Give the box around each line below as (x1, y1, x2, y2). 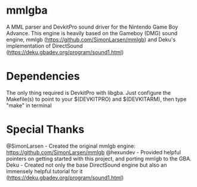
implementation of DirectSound (6, 42, 83, 49)
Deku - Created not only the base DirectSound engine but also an (6, 161, 167, 169)
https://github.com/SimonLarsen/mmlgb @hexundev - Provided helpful (6, 148, 181, 155)
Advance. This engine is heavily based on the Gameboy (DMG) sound (6, 29, 178, 36)
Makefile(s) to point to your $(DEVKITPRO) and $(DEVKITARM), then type (6, 95, 187, 102)
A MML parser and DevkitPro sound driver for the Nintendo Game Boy (6, 23, 178, 30)
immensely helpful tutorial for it (6, 167, 83, 174)
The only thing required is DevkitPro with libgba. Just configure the (6, 89, 171, 96)
